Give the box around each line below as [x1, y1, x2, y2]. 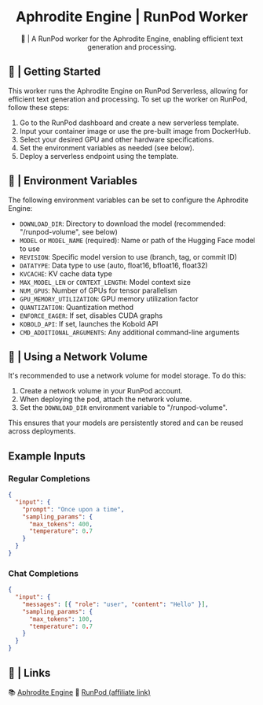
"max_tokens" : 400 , [28, 520, 93, 528]
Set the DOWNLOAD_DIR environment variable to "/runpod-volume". [19, 403, 228, 412]
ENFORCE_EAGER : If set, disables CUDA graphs [19, 311, 163, 320]
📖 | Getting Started [8, 65, 100, 79]
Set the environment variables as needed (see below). [19, 142, 195, 153]
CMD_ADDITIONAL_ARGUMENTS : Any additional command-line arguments [19, 327, 239, 337]
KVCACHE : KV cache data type [19, 268, 112, 279]
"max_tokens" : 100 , [28, 615, 93, 623]
